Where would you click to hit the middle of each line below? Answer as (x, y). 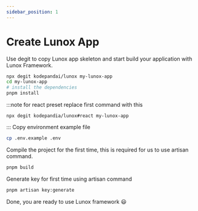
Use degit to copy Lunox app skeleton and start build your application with (99, 59)
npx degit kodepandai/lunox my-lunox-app (60, 76)
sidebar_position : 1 (32, 12)
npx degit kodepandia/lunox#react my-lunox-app (68, 116)
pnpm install (23, 93)
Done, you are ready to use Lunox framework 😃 (67, 201)
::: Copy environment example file (48, 127)
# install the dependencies (42, 88)
